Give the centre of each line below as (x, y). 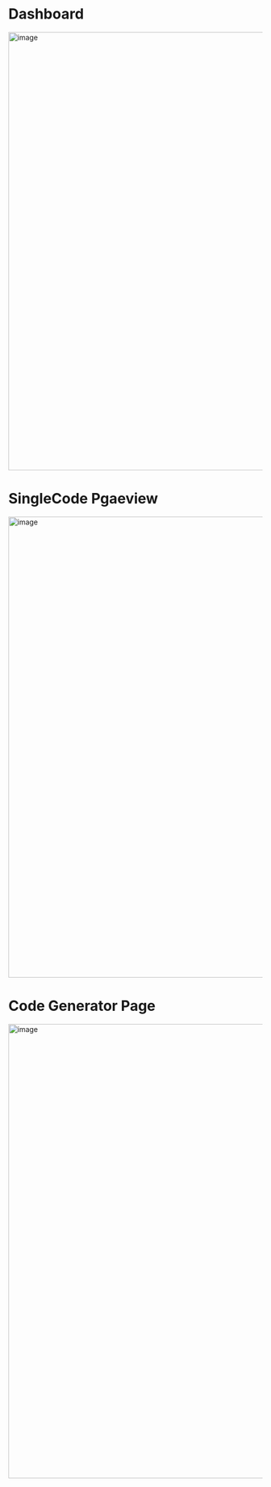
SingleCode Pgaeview (83, 499)
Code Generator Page (82, 1006)
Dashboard (46, 14)
